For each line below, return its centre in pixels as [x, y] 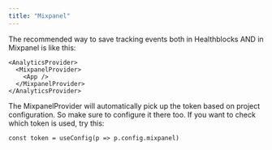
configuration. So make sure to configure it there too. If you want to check [132, 114]
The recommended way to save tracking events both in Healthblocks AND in [136, 39]
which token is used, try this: [56, 123]
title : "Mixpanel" [39, 16]
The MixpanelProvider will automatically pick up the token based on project [134, 105]
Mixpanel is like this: [42, 47]
